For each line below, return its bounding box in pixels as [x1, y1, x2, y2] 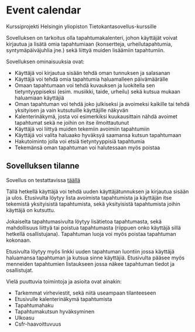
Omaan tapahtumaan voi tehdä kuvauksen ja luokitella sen [14, 81, 155, 88]
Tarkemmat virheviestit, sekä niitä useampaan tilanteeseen [14, 289, 156, 296]
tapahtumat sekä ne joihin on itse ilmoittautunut [14, 119, 129, 126]
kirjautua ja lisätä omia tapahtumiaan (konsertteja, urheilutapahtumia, [6, 40, 173, 47]
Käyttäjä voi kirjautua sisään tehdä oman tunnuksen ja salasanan [14, 69, 170, 76]
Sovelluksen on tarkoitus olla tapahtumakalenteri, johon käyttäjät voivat [6, 34, 177, 41]
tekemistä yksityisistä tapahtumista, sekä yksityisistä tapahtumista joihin [6, 200, 180, 207]
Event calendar [6, 4, 81, 17]
